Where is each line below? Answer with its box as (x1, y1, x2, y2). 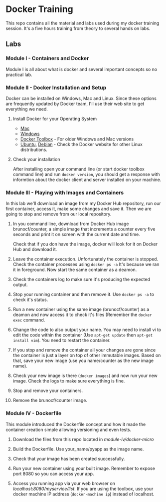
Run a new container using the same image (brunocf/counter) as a (12, 306, 150, 312)
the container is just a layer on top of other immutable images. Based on (12, 352, 161, 358)
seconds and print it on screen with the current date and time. (12, 231, 140, 237)
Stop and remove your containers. (12, 387, 83, 393)
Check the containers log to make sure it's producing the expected (12, 276, 151, 282)
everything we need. (5, 106, 48, 112)
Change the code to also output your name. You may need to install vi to (12, 326, 162, 333)
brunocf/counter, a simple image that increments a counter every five (12, 226, 156, 232)
